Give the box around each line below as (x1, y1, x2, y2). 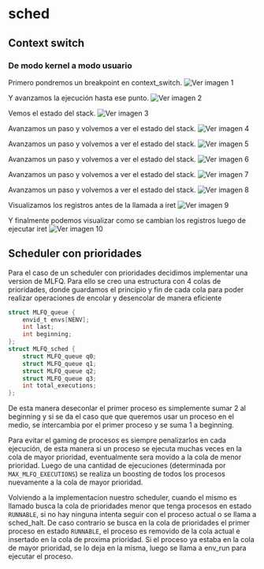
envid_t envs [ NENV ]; (22, 315, 90, 324)
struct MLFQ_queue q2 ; (22, 367, 97, 375)
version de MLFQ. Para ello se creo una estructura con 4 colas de (8, 276, 221, 285)
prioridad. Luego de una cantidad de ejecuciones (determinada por (8, 461, 226, 470)
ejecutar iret (8, 224, 47, 233)
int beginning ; (22, 330, 73, 338)
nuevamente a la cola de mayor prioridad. (8, 477, 143, 487)
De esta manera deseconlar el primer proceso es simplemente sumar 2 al (8, 404, 247, 413)
